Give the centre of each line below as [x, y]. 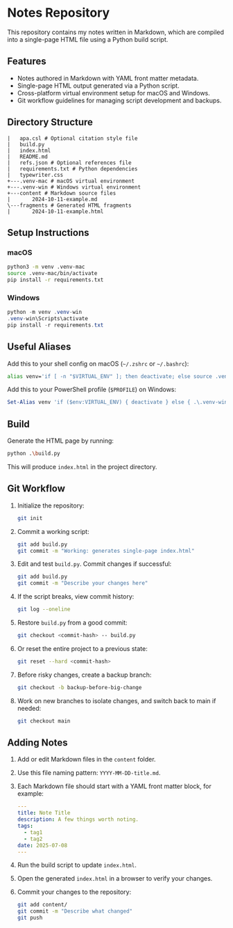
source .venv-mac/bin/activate [52, 274]
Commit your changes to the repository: [74, 892]
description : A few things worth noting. [78, 819]
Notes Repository [59, 13]
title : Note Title [44, 813]
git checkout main [44, 721]
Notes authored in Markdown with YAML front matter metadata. [108, 78]
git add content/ [42, 905]
